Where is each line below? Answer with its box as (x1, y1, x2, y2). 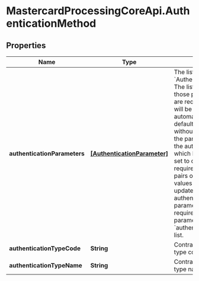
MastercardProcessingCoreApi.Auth (6, 4, 190, 18)
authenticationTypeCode (9, 244, 81, 253)
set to (174, 157, 190, 165)
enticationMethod (6, 17, 97, 30)
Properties (6, 40, 46, 50)
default (174, 120, 194, 128)
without (174, 127, 195, 135)
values (174, 179, 192, 187)
